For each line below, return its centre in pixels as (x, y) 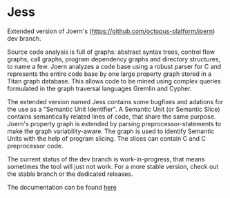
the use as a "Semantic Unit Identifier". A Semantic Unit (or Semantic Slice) (114, 109)
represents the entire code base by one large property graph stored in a (109, 74)
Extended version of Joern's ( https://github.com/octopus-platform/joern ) (111, 31)
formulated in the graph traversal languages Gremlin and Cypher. (99, 88)
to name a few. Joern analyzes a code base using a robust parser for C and (114, 66)
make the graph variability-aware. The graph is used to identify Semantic (111, 131)
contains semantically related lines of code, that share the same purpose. (112, 116)
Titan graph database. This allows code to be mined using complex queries (114, 81)
